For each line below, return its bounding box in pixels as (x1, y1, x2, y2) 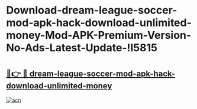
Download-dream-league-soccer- (6, 4, 177, 17)
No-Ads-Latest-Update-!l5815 (6, 41, 158, 55)
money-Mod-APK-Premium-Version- (6, 29, 192, 42)
